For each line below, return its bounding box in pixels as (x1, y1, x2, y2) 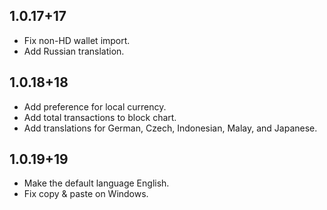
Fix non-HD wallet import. (23, 34, 131, 46)
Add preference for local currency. (23, 100, 167, 113)
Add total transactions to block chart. (23, 111, 177, 123)
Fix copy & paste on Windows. (23, 188, 149, 200)
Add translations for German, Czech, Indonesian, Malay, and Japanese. (23, 122, 318, 134)
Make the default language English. (23, 177, 170, 189)
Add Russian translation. (23, 45, 125, 57)
